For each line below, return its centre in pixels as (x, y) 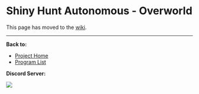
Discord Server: (26, 73)
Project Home (31, 56)
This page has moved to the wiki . (46, 27)
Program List (30, 62)
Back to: (17, 44)
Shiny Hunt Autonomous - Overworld (99, 11)
